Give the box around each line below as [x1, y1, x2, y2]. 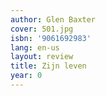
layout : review [10, 52, 74, 62]
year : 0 [10, 71, 43, 81]
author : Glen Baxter [10, 14, 97, 25]
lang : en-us [10, 42, 60, 53]
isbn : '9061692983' [10, 33, 92, 43]
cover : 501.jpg [10, 24, 74, 34]
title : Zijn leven [10, 61, 87, 71]
